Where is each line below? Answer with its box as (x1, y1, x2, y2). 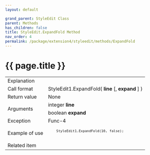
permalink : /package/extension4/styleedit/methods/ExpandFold (5, 39, 135, 44)
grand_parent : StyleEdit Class (5, 16, 69, 21)
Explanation (7, 77, 35, 84)
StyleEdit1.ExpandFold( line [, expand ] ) (48, 85, 143, 92)
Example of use (7, 129, 43, 136)
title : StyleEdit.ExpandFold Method (5, 30, 80, 35)
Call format (7, 85, 33, 92)
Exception (7, 117, 31, 124)
